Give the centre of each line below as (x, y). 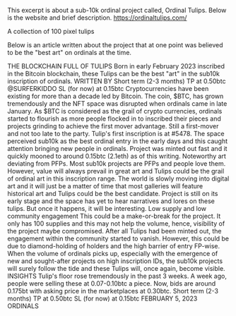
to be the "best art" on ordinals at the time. (70, 53)
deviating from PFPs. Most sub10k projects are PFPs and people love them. (117, 164)
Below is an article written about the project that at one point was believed (116, 45)
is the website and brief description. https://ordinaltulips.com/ (97, 18)
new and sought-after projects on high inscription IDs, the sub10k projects (115, 261)
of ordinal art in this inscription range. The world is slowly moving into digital (118, 178)
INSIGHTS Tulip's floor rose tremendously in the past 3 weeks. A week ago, (117, 276)
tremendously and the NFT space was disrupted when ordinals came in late (117, 104)
